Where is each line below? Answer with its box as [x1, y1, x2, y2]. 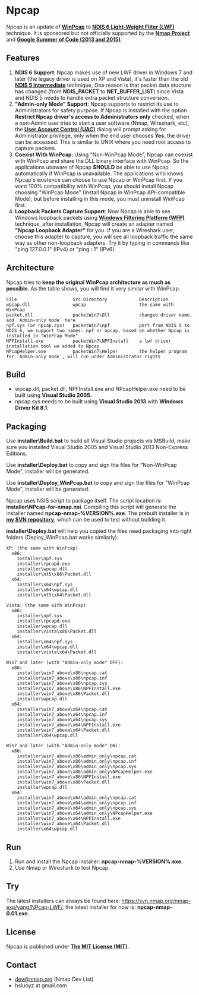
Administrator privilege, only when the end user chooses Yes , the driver [14, 132, 191, 139]
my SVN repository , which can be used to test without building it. [6, 516, 167, 523]
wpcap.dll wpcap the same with [6, 301, 174, 308]
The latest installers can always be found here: [6, 897, 121, 904]
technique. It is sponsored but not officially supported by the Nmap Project [6, 29, 190, 36]
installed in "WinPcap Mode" [6, 333, 78, 339]
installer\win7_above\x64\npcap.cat [17, 706, 108, 713]
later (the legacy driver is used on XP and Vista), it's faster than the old [14, 75, 188, 82]
